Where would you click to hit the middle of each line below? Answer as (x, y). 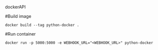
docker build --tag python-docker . (42, 25)
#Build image (18, 16)
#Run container (20, 34)
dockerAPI (15, 7)
